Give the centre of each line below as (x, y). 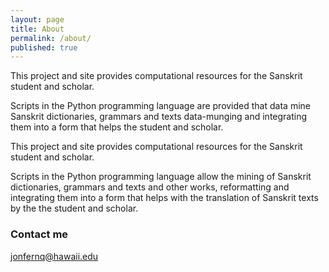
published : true (44, 47)
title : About (37, 29)
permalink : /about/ (51, 38)
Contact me (39, 234)
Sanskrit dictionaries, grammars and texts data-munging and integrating (159, 117)
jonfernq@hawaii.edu (54, 256)
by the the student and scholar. (74, 208)
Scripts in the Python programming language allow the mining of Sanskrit (161, 177)
